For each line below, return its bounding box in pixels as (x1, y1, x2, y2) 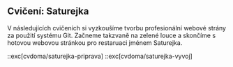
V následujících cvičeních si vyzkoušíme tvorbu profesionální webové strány (7, 23, 227, 32)
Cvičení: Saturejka (7, 6, 89, 17)
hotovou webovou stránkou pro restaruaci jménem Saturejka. (7, 38, 183, 47)
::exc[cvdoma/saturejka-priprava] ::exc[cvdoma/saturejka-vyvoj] (7, 52, 193, 60)
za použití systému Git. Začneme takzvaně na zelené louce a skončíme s (7, 31, 216, 39)
